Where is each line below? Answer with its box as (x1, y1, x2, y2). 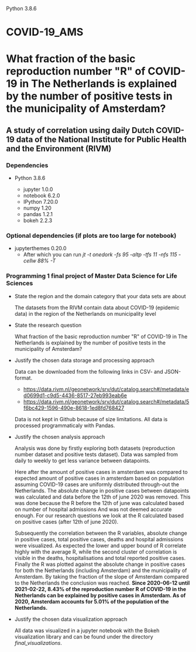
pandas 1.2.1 (23, 211, 53, 218)
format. (14, 374, 33, 381)
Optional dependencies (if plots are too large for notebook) (6, 231, 177, 240)
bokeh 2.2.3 (23, 217, 53, 224)
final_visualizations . (14, 639, 63, 646)
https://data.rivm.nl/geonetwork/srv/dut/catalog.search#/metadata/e (23, 385, 190, 392)
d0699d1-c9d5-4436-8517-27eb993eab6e (23, 392, 128, 399)
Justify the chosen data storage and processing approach (14, 357, 155, 364)
